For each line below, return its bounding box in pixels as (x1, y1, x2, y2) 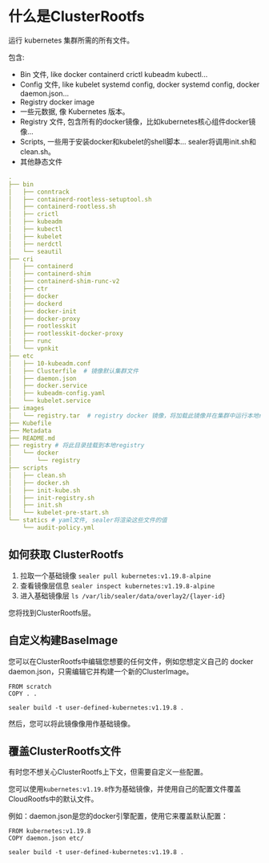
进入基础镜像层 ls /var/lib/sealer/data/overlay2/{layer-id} (19, 591, 226, 600)
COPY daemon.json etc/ (8, 834, 84, 843)
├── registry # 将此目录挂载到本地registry (8, 442, 145, 450)
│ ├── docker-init (8, 307, 78, 315)
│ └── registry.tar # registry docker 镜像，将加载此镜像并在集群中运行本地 (8, 411, 259, 420)
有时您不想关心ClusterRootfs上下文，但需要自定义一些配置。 (8, 767, 208, 777)
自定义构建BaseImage (8, 633, 118, 647)
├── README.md (8, 434, 56, 442)
